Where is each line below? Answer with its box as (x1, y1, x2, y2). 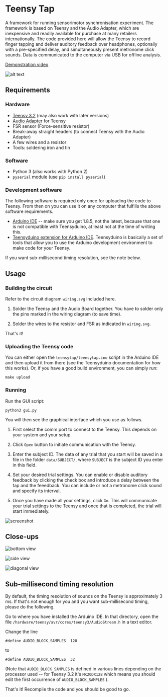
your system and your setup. (12, 431, 72, 438)
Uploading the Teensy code (5, 343, 74, 350)
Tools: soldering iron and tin (12, 144, 70, 150)
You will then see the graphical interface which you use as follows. (5, 416, 143, 423)
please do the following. (5, 604, 55, 610)
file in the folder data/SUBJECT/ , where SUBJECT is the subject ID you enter (12, 456, 163, 462)
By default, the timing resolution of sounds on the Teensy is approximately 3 (5, 593, 163, 599)
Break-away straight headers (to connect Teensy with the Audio (12, 128, 145, 134)
